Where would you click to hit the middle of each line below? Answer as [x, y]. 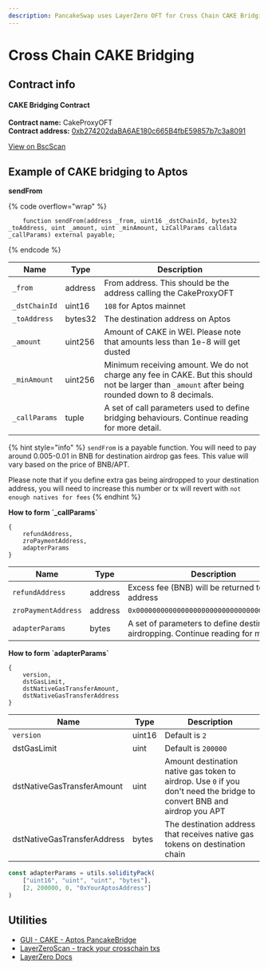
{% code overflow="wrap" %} [58, 207]
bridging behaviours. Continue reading [176, 418]
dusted [117, 352]
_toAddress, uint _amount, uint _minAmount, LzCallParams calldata [123, 228]
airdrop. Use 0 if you [203, 781]
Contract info [42, 85]
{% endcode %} [35, 250]
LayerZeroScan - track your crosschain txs [90, 948]
